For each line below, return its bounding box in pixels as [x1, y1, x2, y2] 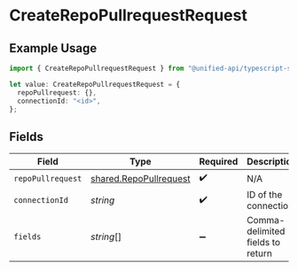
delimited [247, 225, 286, 237]
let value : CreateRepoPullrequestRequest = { [9, 80, 180, 89]
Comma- [247, 214, 286, 227]
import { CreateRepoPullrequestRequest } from [9, 64, 184, 73]
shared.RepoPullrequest [90, 172, 191, 184]
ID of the [247, 189, 283, 201]
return [247, 247, 272, 259]
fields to [247, 236, 281, 249]
